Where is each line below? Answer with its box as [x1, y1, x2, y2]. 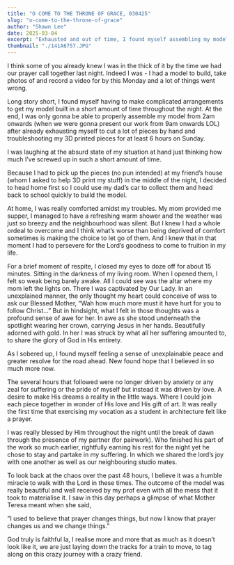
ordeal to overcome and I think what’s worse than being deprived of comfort [7, 227, 226, 234]
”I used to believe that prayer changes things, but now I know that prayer [7, 514, 216, 523]
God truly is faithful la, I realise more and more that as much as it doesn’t [7, 535, 216, 543]
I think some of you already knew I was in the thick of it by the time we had [7, 62, 221, 70]
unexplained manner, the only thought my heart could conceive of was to [7, 292, 217, 300]
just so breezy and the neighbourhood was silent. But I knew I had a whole [7, 219, 221, 227]
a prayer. [7, 415, 33, 423]
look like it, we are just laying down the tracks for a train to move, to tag [7, 543, 212, 550]
